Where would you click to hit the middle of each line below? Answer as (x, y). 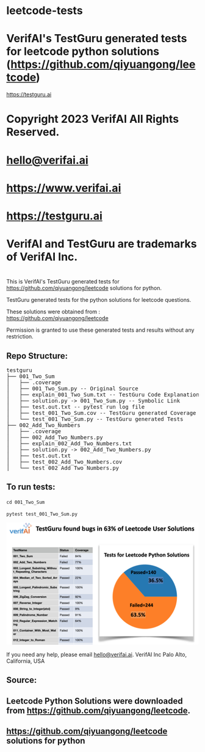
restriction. (20, 337)
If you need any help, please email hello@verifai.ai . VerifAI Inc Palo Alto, (97, 654)
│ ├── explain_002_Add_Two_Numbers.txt (69, 444)
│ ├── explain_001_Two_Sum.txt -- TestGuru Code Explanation (103, 395)
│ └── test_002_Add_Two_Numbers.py (63, 468)
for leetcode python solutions (83, 52)
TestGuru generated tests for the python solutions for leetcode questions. (99, 300)
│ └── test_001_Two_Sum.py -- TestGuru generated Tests (95, 419)
